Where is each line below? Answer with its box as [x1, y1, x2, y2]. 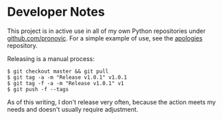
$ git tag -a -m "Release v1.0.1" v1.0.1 [7, 73, 128, 81]
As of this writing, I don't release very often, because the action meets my [7, 97, 216, 106]
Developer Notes [7, 4, 105, 20]
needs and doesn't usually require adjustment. [7, 105, 139, 113]
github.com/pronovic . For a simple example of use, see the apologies [7, 34, 203, 42]
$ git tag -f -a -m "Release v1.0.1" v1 [7, 80, 125, 86]
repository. [7, 41, 38, 49]
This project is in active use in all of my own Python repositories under [7, 27, 206, 35]
